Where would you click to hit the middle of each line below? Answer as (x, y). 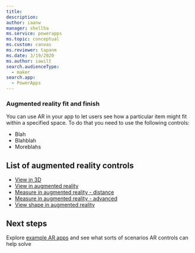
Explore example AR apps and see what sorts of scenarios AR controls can (97, 238)
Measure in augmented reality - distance (64, 192)
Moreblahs (28, 147)
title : (14, 12)
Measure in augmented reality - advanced (66, 199)
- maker (21, 72)
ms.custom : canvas (29, 45)
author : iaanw (24, 22)
